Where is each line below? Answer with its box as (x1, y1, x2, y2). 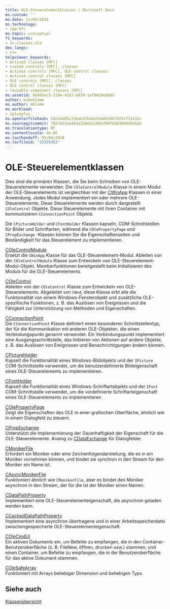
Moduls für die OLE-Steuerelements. (5, 268, 82, 275)
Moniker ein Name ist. (5, 462, 51, 468)
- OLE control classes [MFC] (5, 83, 67, 88)
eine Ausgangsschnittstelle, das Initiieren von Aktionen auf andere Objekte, (5, 337, 162, 343)
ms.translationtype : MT (5, 126, 56, 131)
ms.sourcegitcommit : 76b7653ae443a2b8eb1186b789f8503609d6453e (5, 120, 142, 126)
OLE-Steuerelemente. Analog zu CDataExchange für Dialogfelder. (5, 436, 143, 442)
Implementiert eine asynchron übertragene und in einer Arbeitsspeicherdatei (5, 518, 165, 524)
